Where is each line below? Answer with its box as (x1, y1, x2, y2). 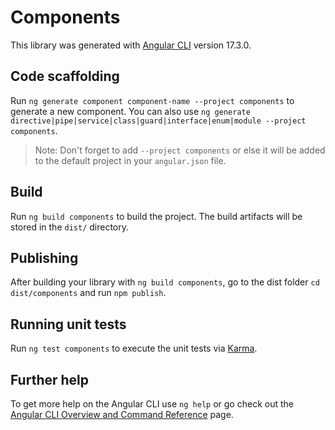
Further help (10, 371, 90, 388)
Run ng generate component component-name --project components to (10, 94, 295, 106)
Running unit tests (10, 316, 127, 333)
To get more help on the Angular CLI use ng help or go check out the (10, 398, 294, 410)
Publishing (10, 249, 79, 266)
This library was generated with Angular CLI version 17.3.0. (10, 39, 252, 51)
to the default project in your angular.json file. (34, 154, 227, 166)
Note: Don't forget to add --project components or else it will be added (34, 144, 326, 156)
